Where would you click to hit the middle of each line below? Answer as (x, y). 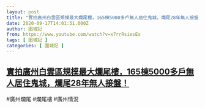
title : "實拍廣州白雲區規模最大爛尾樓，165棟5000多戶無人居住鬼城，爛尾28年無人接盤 (102, 18)
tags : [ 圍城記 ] (27, 40)
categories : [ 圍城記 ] (35, 46)
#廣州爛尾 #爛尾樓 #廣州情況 (43, 99)
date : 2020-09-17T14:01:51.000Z (47, 23)
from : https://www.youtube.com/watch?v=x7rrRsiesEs (73, 35)
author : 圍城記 (24, 29)
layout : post (23, 12)
